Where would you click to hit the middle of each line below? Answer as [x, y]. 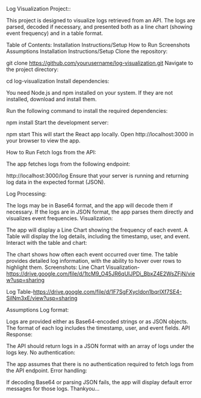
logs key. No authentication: [41, 352]
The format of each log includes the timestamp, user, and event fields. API [98, 328]
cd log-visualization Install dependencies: [58, 81]
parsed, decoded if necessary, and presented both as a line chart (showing [99, 27]
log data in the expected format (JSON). [56, 182]
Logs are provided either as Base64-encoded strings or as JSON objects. [97, 321]
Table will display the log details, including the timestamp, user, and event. [98, 236]
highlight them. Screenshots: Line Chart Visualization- [73, 267]
